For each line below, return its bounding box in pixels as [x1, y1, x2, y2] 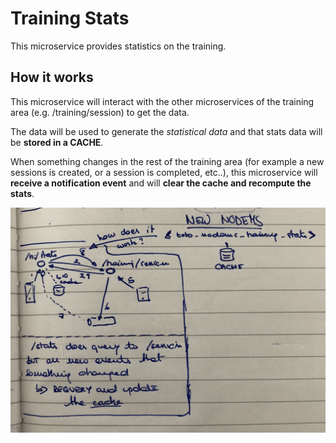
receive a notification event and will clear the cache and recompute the [10, 177, 312, 189]
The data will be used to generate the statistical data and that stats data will [10, 125, 323, 137]
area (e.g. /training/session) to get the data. [10, 106, 190, 118]
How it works [10, 69, 94, 86]
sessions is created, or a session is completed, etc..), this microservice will [10, 166, 318, 178]
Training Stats [10, 7, 130, 30]
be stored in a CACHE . [10, 136, 104, 148]
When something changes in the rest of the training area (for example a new [10, 155, 325, 167]
